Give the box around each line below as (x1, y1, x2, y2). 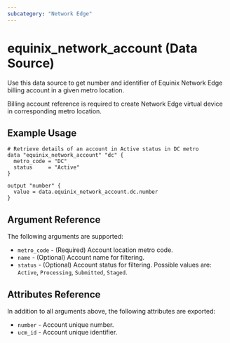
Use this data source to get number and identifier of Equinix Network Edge (7, 78, 223, 87)
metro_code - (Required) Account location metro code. (17, 246, 173, 254)
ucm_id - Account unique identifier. (17, 328, 118, 336)
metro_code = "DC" (13, 158, 68, 165)
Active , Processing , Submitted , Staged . (17, 268, 128, 276)
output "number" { (7, 183, 61, 190)
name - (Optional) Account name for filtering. (17, 253, 145, 262)
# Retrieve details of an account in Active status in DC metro (7, 146, 199, 153)
